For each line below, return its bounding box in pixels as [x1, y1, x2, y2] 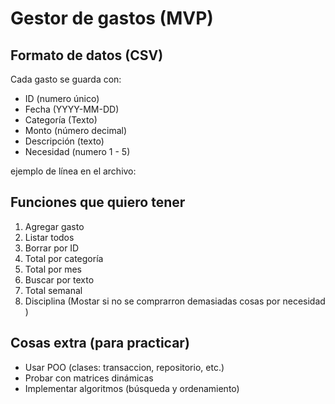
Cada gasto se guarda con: [10, 73, 122, 85]
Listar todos [24, 231, 75, 243]
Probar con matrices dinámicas [24, 372, 154, 384]
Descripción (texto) [24, 135, 105, 147]
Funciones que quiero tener [10, 194, 186, 211]
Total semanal [24, 284, 83, 296]
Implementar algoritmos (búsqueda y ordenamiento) [24, 382, 240, 394]
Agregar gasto [24, 220, 85, 232]
